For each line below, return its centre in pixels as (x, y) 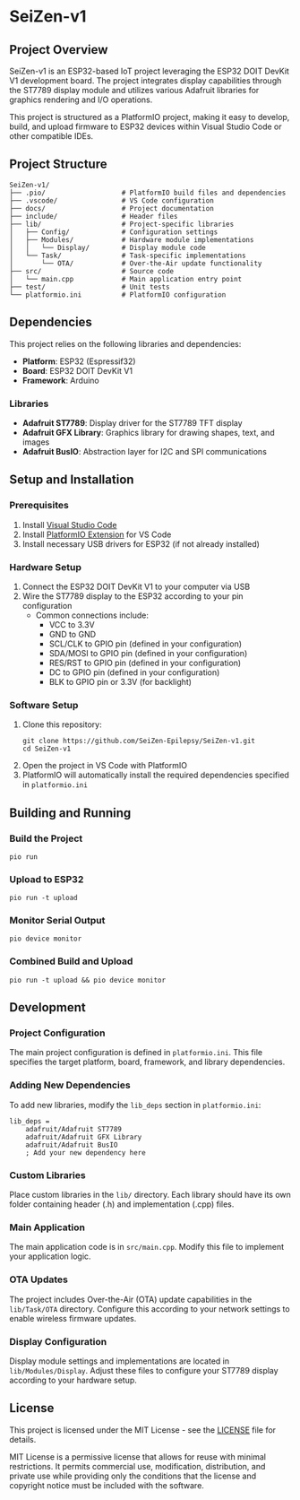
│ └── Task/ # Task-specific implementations (128, 256)
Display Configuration (58, 1341)
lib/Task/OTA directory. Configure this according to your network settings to (150, 1309)
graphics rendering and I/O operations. (81, 100)
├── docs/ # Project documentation (112, 208)
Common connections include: (92, 615)
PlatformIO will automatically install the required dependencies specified (155, 775)
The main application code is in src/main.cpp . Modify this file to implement (147, 1247)
